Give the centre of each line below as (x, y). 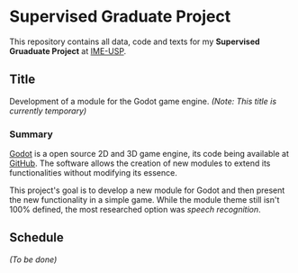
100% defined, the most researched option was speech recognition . (135, 210)
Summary (32, 134)
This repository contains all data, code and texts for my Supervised (135, 41)
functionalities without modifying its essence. (93, 173)
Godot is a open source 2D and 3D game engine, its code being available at (149, 154)
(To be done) (33, 259)
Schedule (37, 237)
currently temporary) (48, 111)
